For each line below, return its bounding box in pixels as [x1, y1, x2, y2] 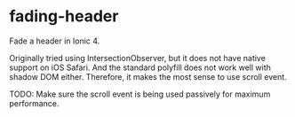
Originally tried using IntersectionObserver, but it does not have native [9, 52, 267, 63]
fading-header [9, 6, 119, 27]
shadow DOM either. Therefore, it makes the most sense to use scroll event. [9, 71, 287, 82]
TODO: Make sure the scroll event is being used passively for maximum [9, 89, 271, 99]
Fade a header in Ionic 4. [9, 35, 100, 46]
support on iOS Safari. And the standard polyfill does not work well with [9, 62, 271, 73]
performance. [9, 97, 60, 108]
